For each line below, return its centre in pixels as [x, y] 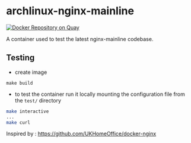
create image [31, 72]
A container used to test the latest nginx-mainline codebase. [80, 39]
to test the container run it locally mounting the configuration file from [100, 94]
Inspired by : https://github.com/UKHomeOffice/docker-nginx [81, 134]
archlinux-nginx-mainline [70, 11]
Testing [20, 58]
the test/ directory [38, 100]
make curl [18, 122]
